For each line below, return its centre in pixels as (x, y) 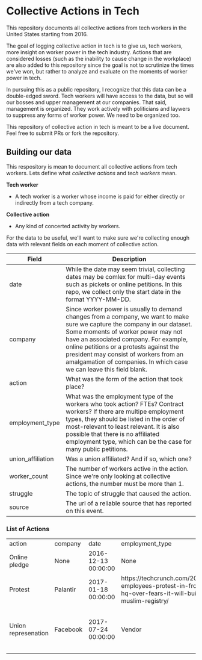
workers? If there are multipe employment (125, 411)
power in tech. (24, 78)
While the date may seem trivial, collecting (125, 269)
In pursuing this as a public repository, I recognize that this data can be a (96, 89)
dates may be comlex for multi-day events (126, 276)
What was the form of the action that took (124, 379)
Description (129, 259)
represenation (29, 634)
